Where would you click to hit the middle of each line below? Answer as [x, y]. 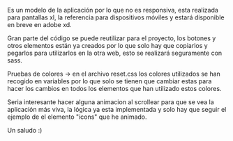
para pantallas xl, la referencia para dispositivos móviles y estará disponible [116, 17]
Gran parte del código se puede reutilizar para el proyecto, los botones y [112, 38]
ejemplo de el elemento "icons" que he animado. [77, 117]
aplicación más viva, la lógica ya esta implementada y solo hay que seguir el [117, 109]
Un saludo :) [25, 130]
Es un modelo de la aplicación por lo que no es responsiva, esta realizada [113, 10]
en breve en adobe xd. [39, 25]
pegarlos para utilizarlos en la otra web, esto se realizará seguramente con [115, 53]
